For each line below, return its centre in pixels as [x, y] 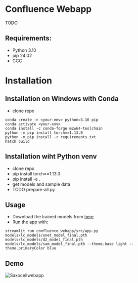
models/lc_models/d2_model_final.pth [44, 240]
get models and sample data [41, 184]
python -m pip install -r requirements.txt [51, 137]
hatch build [17, 141]
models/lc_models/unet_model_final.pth [46, 236]
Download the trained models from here [53, 217]
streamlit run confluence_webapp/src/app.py [52, 231]
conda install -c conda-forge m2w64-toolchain [54, 128]
